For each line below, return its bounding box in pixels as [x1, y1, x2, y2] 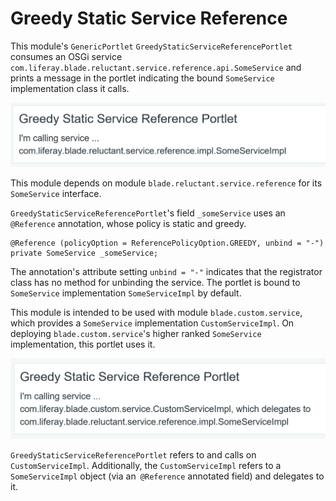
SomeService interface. [10, 187, 102, 199]
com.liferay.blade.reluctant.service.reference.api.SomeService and [10, 61, 302, 73]
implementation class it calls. [10, 82, 130, 94]
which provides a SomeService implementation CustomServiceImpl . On [10, 317, 295, 329]
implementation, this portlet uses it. [10, 338, 156, 350]
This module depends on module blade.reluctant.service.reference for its [10, 177, 323, 189]
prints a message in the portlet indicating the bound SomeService [10, 72, 275, 84]
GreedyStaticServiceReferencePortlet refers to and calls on [10, 449, 257, 461]
